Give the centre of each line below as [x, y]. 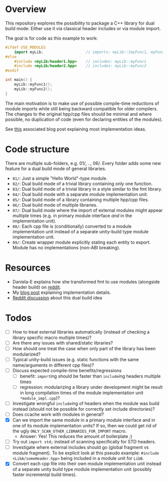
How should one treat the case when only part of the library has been [84, 348]
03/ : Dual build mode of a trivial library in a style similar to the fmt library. [87, 189]
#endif [12, 71]
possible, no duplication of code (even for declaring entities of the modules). [84, 119]
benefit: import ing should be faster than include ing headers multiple [90, 376]
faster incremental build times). [44, 474]
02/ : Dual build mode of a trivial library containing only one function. [82, 184]
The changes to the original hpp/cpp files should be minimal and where [78, 114]
